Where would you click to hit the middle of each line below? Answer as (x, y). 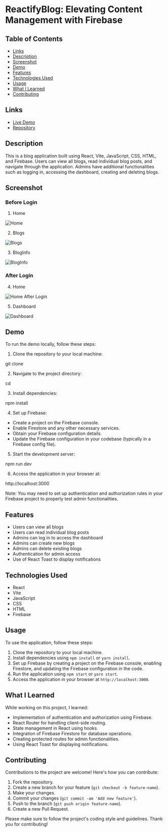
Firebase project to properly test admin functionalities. (62, 499)
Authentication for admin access (47, 554)
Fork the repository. (33, 782)
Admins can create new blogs (44, 543)
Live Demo (24, 122)
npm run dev (18, 464)
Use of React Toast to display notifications (57, 559)
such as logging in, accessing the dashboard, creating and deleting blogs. (82, 172)
